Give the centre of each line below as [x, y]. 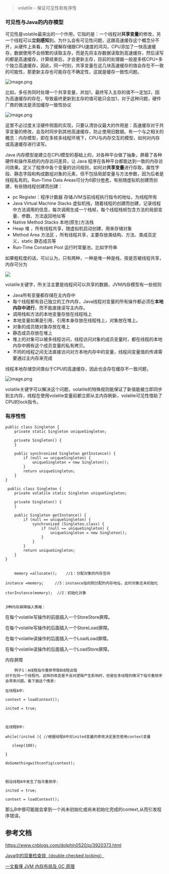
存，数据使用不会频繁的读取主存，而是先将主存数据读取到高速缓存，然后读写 [84, 53]
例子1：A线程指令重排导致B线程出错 [46, 670]
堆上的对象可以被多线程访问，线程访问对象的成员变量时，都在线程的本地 [87, 339]
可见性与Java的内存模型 [34, 22]
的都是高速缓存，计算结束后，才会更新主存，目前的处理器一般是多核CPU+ [82, 59]
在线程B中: [15, 727]
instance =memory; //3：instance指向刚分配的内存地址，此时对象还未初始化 [82, 583]
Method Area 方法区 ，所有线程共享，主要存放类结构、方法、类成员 [82, 235]
